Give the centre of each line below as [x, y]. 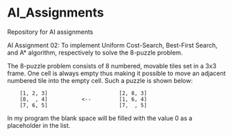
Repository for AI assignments [50, 32]
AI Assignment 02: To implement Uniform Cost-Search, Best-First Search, [112, 45]
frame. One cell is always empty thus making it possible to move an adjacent [116, 73]
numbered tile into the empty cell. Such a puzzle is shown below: [100, 80]
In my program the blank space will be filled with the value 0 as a [100, 118]
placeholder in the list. [39, 125]
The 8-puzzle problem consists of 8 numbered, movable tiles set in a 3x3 [112, 66]
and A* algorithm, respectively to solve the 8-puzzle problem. [95, 52]
